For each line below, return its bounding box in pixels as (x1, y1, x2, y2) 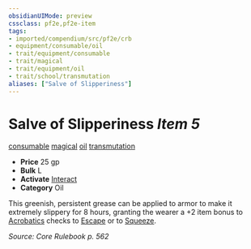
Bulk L (19, 165, 42, 175)
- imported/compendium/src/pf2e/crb (8, 34, 132, 43)
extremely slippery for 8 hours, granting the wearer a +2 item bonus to (8, 208, 243, 217)
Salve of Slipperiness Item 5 (8, 114, 201, 133)
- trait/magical (8, 58, 63, 66)
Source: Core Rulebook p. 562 (8, 232, 109, 242)
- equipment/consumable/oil (8, 42, 104, 50)
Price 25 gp (19, 157, 60, 167)
